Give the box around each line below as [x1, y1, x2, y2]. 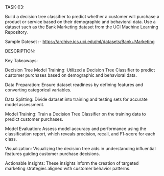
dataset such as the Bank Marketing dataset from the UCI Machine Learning [5, 24, 159, 30]
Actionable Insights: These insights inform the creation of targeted [5, 160, 139, 166]
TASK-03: [5, 4, 24, 10]
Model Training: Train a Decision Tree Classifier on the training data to [5, 111, 146, 117]
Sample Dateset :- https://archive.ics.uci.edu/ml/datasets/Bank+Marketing [5, 39, 155, 44]
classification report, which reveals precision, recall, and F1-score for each [5, 131, 156, 136]
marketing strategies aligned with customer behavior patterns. [5, 166, 131, 171]
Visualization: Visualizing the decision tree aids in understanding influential [5, 146, 156, 151]
